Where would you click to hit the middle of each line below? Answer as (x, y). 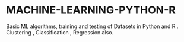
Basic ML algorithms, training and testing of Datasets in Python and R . (92, 26)
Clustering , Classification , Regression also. (60, 32)
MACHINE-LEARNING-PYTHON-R (91, 10)
